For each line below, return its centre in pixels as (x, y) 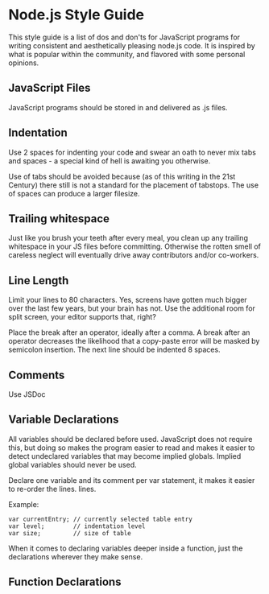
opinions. (24, 63)
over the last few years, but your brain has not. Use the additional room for (132, 308)
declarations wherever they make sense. (76, 556)
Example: (24, 504)
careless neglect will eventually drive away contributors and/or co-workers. (134, 255)
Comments (37, 375)
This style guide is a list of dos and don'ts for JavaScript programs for (124, 37)
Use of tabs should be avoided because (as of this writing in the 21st (122, 176)
